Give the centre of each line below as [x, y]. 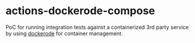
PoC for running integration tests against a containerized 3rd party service [97, 27]
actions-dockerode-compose [80, 11]
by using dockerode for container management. [64, 33]
